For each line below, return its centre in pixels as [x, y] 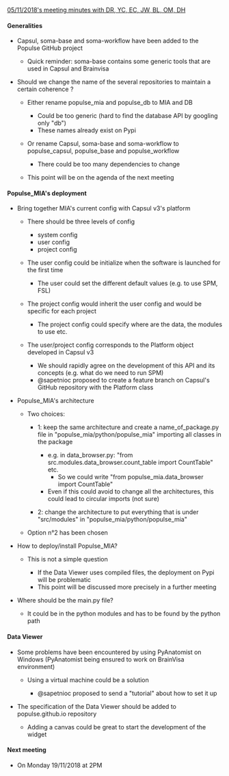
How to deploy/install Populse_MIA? [67, 546]
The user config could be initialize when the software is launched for [124, 263]
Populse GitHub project [50, 48]
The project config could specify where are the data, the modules [130, 324]
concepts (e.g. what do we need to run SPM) [100, 373]
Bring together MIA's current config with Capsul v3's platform [104, 208]
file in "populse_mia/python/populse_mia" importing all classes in [129, 435]
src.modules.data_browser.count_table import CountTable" [130, 463]
